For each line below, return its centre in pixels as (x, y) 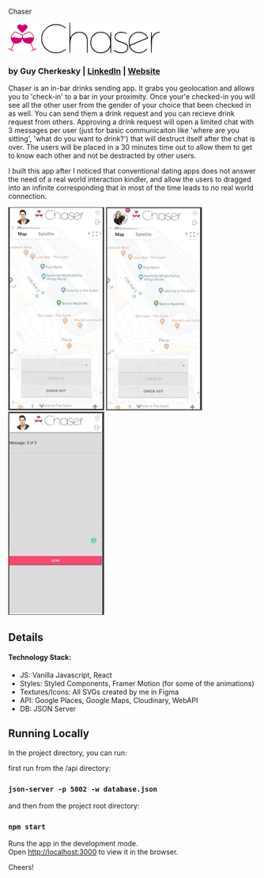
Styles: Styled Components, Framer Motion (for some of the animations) (137, 683)
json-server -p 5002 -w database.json (83, 789)
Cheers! (21, 868)
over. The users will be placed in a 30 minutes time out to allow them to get (130, 147)
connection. (28, 197)
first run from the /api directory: (60, 768)
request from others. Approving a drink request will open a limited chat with (131, 122)
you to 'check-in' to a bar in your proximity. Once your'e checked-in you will (132, 97)
